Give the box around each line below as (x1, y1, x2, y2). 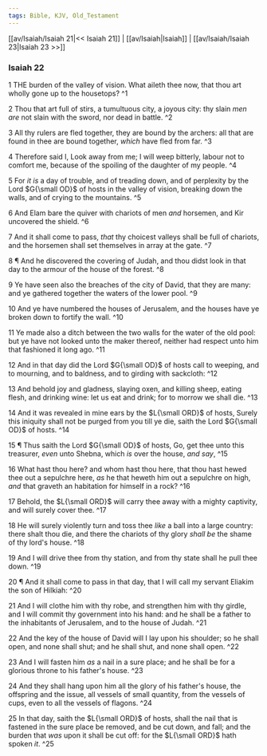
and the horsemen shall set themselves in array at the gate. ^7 (8, 240, 212, 250)
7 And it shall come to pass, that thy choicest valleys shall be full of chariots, (8, 232, 260, 242)
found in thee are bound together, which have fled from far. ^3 (8, 136, 213, 146)
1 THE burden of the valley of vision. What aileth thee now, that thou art (8, 80, 241, 89)
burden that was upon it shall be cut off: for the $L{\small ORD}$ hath (8, 730, 237, 740)
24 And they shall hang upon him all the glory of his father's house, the (8, 681, 241, 691)
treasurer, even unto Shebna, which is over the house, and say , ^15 (8, 448, 229, 459)
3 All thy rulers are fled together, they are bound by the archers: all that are (8, 128, 253, 137)
